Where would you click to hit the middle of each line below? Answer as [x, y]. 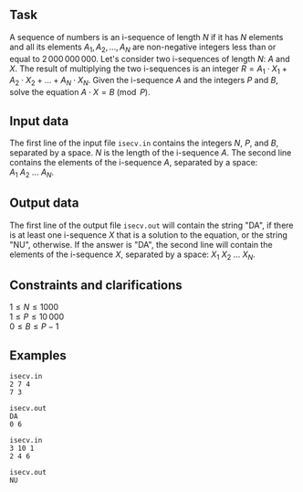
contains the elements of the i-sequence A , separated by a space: [134, 163]
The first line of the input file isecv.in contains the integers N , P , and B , [144, 143]
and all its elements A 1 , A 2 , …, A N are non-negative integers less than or [143, 48]
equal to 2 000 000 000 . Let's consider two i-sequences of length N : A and [150, 59]
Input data [39, 121]
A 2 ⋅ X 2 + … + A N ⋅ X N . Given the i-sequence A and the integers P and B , [144, 81]
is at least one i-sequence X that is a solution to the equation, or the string [148, 235]
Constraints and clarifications [96, 285]
